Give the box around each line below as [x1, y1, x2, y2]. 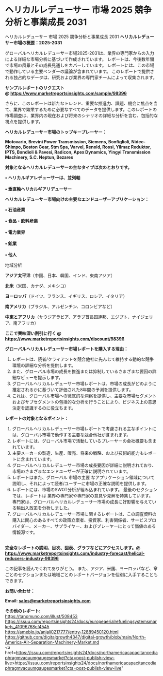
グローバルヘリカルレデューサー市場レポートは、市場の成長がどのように [12, 381, 157, 386]
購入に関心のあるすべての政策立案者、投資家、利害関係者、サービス [12, 517, 148, 523]
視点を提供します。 [5, 118, 43, 124]
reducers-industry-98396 [5, 555, 59, 561]
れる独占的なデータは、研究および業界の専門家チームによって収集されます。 [5, 74, 158, 80]
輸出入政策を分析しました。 [16, 505, 72, 511]
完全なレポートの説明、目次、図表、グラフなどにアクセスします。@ [5, 544, 141, 551]
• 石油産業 [5, 207, 25, 212]
